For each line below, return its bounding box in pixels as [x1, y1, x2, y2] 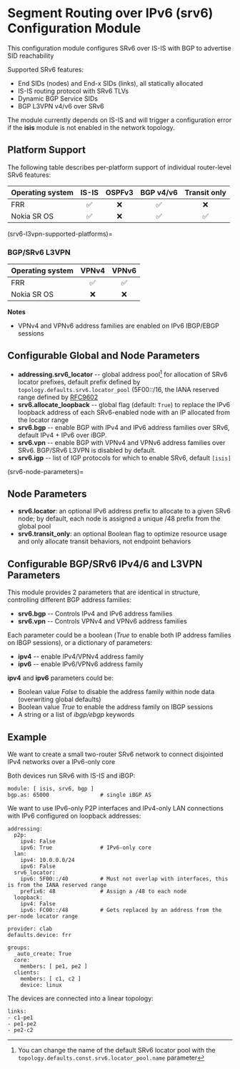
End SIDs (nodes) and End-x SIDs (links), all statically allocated [17, 79, 204, 87]
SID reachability [7, 51, 54, 60]
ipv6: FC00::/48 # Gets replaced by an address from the [20, 906, 222, 913]
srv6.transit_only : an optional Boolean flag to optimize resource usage [17, 530, 227, 538]
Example [7, 731, 47, 743]
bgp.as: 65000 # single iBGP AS [7, 791, 152, 798]
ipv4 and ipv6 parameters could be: [7, 673, 114, 683]
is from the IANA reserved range [7, 881, 107, 888]
